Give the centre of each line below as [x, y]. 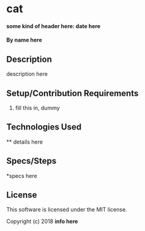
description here [27, 74]
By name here [24, 40]
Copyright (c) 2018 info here [42, 221]
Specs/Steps [32, 161]
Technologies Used [44, 127]
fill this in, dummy [37, 108]
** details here [24, 142]
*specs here [22, 175]
